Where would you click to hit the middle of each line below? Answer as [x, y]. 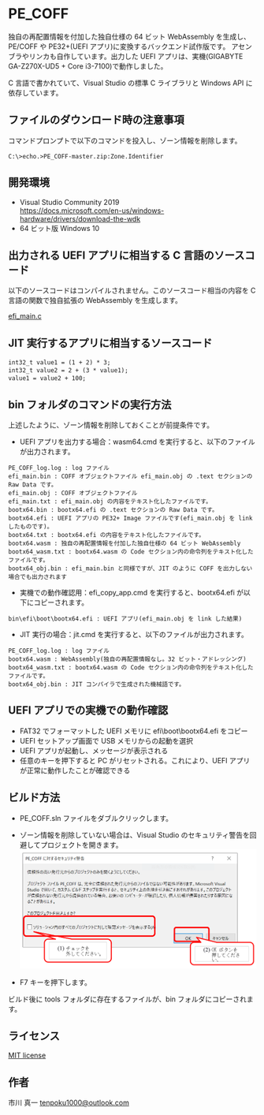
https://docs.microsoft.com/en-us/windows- [92, 211]
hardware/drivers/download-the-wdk [80, 218]
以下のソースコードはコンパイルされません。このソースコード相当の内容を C [132, 291]
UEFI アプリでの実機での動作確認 [88, 710]
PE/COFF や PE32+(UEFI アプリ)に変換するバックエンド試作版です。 [119, 46]
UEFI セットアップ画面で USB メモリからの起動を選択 [106, 740]
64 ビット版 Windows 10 [59, 228]
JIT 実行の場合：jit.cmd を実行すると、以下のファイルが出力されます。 [134, 634]
